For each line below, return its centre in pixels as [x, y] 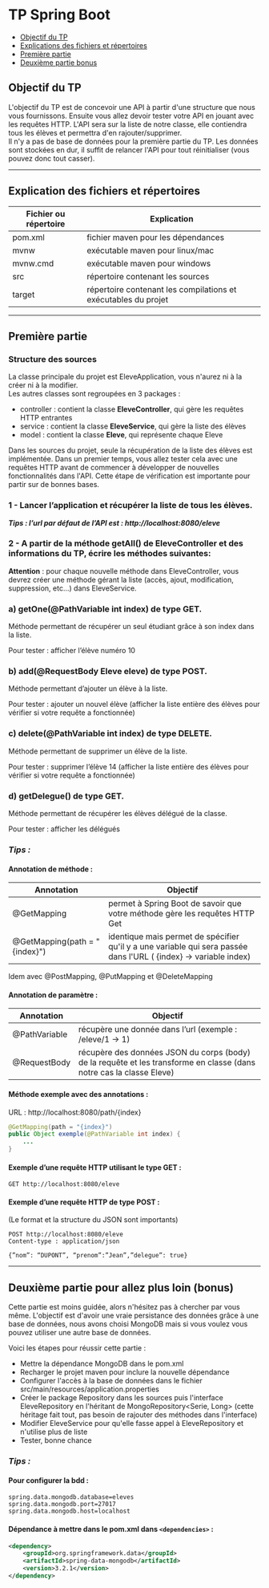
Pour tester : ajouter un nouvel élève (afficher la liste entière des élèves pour [134, 705]
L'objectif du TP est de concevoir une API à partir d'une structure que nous [132, 107]
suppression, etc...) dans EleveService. [73, 588]
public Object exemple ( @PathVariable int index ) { [94, 1134]
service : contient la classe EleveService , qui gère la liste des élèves [133, 426]
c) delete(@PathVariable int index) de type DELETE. [110, 733]
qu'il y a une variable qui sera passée [178, 947]
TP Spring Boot [59, 15]
